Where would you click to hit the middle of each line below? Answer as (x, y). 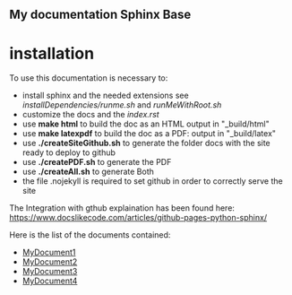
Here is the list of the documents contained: (90, 235)
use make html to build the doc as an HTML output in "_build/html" (146, 124)
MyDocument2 (50, 262)
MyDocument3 (50, 272)
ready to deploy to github (69, 152)
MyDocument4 (50, 281)
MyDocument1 (49, 252)
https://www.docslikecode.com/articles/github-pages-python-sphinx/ (138, 218)
